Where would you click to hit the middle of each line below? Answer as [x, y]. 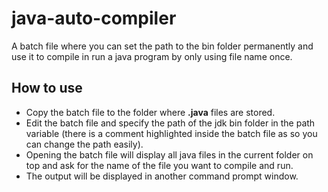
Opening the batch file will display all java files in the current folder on [169, 154]
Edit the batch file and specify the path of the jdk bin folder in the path [170, 123]
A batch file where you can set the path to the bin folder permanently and [162, 46]
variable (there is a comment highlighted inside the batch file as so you [171, 133]
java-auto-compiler [94, 18]
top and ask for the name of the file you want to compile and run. [159, 165]
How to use [47, 88]
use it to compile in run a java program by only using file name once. [152, 56]
